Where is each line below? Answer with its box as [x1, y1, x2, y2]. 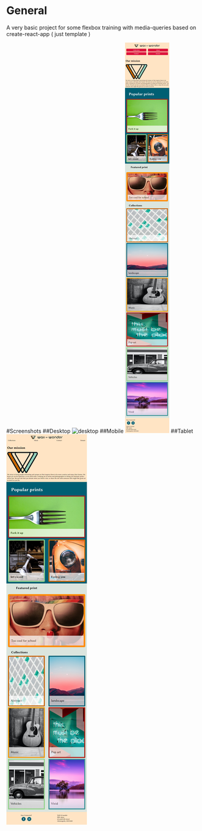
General [6, 4, 48, 18]
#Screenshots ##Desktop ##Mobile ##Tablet [6, 427, 193, 434]
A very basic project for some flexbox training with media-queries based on [6, 24, 197, 31]
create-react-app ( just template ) [6, 30, 91, 37]
